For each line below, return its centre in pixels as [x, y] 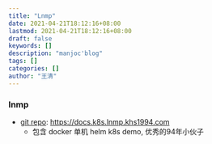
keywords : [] [30, 46]
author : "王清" [33, 76]
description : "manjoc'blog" [56, 53]
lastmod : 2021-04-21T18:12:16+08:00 [70, 31]
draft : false [30, 38]
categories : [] [34, 69]
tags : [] [23, 61]
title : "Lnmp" [32, 16]
